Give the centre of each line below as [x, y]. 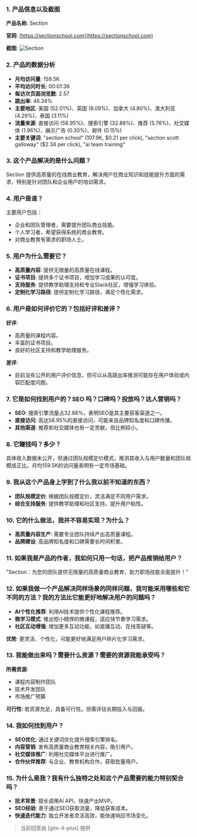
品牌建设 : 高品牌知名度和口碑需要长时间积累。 [70, 541]
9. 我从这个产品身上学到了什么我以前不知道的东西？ [79, 482]
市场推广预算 [30, 696]
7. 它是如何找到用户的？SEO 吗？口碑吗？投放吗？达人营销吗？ [94, 399]
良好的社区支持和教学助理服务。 [53, 350]
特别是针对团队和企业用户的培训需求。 [62, 182]
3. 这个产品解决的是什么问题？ [49, 160]
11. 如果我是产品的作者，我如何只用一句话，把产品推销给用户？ [94, 558]
